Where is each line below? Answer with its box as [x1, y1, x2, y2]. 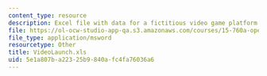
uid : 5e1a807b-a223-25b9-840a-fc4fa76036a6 [8, 56, 155, 64]
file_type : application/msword [8, 33, 112, 42]
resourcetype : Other [8, 41, 77, 49]
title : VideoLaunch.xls [8, 48, 87, 56]
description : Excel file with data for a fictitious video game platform [8, 19, 258, 27]
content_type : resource [8, 11, 87, 20]
